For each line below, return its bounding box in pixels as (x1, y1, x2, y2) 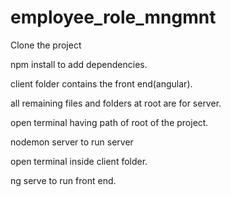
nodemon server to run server (10, 136, 134, 148)
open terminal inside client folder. (10, 155, 148, 167)
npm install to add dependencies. (10, 58, 148, 70)
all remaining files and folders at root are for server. (10, 97, 222, 109)
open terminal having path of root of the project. (10, 116, 209, 128)
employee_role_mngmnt (10, 6, 217, 29)
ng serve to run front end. (10, 174, 117, 186)
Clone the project (10, 39, 82, 51)
